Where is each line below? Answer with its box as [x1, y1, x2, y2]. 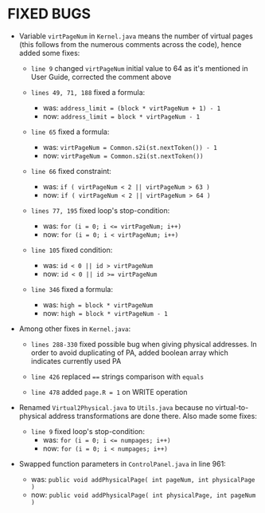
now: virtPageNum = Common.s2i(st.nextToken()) [42, 151, 204, 160]
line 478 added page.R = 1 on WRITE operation [30, 387, 188, 397]
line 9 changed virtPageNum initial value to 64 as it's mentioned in [30, 63, 248, 73]
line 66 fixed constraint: [30, 166, 112, 176]
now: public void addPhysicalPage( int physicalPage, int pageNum [30, 490, 256, 499]
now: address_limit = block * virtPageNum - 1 [42, 111, 201, 120]
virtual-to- [215, 402, 249, 412]
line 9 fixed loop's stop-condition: [30, 426, 145, 436]
